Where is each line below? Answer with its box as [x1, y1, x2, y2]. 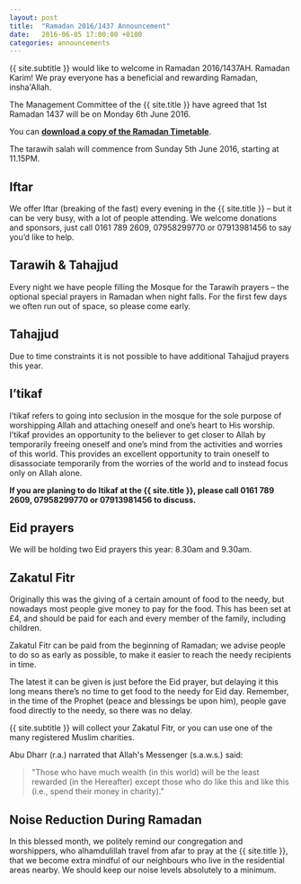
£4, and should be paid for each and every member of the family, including [9, 613, 286, 624]
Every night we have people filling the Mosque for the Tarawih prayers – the [9, 281, 289, 292]
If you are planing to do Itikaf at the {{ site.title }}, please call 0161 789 [9, 484, 275, 495]
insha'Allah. [9, 82, 52, 93]
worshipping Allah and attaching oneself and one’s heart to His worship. [9, 420, 276, 430]
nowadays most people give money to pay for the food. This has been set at [9, 604, 291, 614]
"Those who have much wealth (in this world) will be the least [31, 767, 260, 778]
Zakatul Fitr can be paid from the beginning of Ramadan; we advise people [9, 640, 286, 651]
